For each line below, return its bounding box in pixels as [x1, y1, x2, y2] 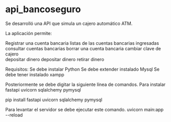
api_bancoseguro [5, 4, 81, 15]
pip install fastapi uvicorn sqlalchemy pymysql [5, 97, 103, 103]
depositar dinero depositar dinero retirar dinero [5, 56, 105, 62]
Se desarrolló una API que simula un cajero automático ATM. [5, 20, 133, 26]
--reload [5, 112, 23, 118]
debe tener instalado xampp [5, 71, 65, 77]
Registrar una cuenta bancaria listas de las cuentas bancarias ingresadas [5, 40, 159, 46]
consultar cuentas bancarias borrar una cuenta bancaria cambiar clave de [5, 45, 161, 51]
